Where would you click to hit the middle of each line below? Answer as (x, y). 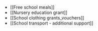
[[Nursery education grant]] (39, 12)
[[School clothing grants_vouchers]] (47, 18)
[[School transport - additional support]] (52, 23)
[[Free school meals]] (32, 7)
